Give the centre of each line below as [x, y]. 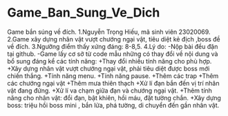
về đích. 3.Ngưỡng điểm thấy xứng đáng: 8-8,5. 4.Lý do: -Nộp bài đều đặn [113, 46]
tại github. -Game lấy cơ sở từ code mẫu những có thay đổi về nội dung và [113, 54]
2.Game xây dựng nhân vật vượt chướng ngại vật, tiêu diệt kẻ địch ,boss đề [114, 39]
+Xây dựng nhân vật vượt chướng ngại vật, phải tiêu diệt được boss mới [108, 68]
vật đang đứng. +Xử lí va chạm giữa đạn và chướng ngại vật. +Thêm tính [110, 90]
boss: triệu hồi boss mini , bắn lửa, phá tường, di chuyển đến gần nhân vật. [113, 105]
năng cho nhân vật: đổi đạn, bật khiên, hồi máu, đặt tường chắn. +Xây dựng [114, 97]
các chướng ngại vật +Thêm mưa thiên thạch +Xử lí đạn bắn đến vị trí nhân [113, 83]
